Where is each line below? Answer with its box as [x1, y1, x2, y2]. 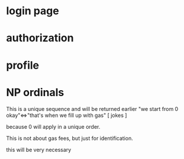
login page [6, 4, 59, 18]
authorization [6, 31, 74, 45]
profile [6, 58, 40, 72]
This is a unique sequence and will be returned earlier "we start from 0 [6, 105, 179, 112]
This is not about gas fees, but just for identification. [6, 135, 133, 142]
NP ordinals [6, 85, 64, 99]
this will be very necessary [6, 146, 72, 153]
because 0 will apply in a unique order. [6, 123, 101, 130]
